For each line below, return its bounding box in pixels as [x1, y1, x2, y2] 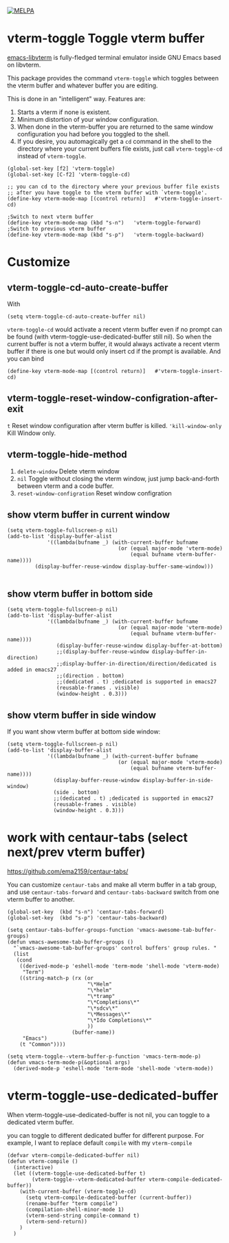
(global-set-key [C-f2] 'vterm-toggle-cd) [7, 171, 131, 178]
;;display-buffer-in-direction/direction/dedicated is [56, 661, 217, 668]
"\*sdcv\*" [87, 1005, 118, 1012]
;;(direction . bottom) [56, 672, 125, 679]
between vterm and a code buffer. [17, 482, 114, 490]
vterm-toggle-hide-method [7, 449, 127, 460]
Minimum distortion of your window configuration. [17, 115, 160, 123]
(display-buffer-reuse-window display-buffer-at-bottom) [56, 642, 223, 650]
